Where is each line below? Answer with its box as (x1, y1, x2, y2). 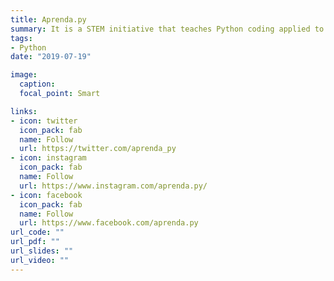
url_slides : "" (10, 246, 74, 256)
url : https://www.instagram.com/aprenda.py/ (19, 181, 208, 191)
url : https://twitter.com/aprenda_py (19, 144, 177, 154)
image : (10, 70, 38, 80)
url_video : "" (10, 255, 70, 265)
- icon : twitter (10, 116, 78, 126)
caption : (19, 79, 56, 90)
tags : (10, 33, 33, 43)
